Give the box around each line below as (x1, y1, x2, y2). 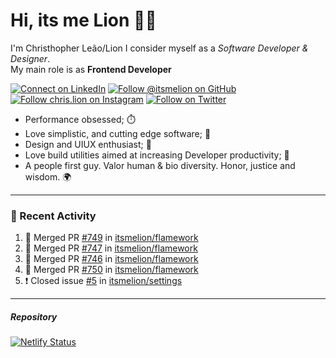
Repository (10, 310, 58, 323)
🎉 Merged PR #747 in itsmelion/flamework (24, 242, 198, 254)
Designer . (10, 52, 51, 64)
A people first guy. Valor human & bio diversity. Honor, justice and (24, 159, 296, 171)
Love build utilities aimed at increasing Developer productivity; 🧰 (24, 149, 290, 161)
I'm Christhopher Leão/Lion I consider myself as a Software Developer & (10, 42, 309, 54)
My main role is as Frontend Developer (10, 63, 172, 75)
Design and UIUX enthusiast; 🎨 (24, 138, 152, 150)
